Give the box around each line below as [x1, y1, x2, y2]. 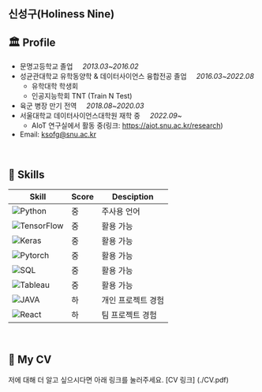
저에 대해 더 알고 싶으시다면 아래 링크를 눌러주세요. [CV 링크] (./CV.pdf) [8, 375, 229, 384]
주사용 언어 [101, 206, 140, 217]
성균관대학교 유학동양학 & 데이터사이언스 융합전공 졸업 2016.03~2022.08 [19, 72, 255, 81]
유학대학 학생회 [31, 81, 79, 91]
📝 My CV [8, 353, 52, 367]
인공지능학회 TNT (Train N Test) [31, 91, 133, 101]
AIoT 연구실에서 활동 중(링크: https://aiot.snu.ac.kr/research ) [31, 121, 223, 130]
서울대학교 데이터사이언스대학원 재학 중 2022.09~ [19, 111, 183, 121]
